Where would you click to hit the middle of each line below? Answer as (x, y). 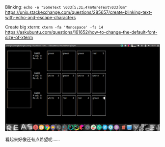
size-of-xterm (19, 37)
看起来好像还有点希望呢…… (33, 139)
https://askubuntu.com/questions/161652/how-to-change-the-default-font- (81, 32)
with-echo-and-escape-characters (41, 17)
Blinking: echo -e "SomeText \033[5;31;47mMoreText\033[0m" (66, 7)
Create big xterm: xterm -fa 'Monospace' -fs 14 (54, 27)
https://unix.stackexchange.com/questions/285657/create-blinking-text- (79, 12)
